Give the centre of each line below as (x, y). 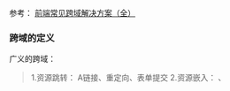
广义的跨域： (32, 59)
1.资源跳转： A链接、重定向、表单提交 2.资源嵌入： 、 (128, 78)
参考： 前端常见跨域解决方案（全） (72, 13)
